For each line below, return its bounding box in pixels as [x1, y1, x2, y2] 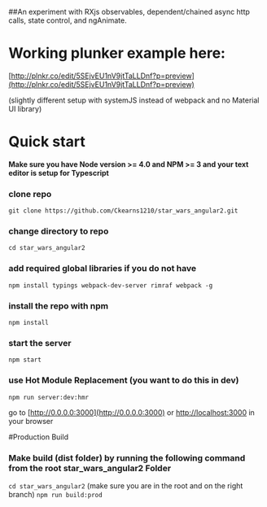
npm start [8, 356, 42, 365]
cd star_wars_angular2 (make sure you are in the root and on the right [8, 480, 243, 491]
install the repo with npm [8, 300, 109, 312]
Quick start [8, 133, 85, 151]
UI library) [8, 103, 42, 113]
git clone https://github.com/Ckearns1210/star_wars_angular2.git [8, 207, 239, 215]
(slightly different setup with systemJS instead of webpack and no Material [8, 95, 260, 105]
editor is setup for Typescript [8, 168, 110, 177]
